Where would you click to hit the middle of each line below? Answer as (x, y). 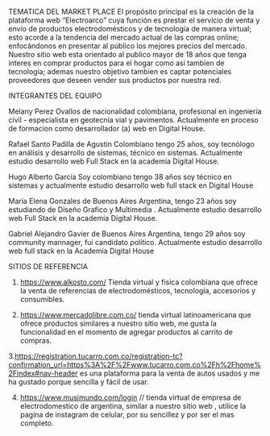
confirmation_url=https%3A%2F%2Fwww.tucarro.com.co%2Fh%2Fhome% (135, 365)
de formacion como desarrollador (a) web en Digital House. (107, 129)
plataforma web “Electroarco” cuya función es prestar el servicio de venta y (134, 20)
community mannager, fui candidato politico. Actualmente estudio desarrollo (135, 242)
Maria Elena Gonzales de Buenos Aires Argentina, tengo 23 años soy (123, 201)
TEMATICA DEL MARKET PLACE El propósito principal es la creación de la (131, 12)
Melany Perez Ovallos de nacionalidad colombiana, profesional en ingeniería (135, 111)
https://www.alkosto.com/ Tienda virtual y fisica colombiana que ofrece (139, 282)
